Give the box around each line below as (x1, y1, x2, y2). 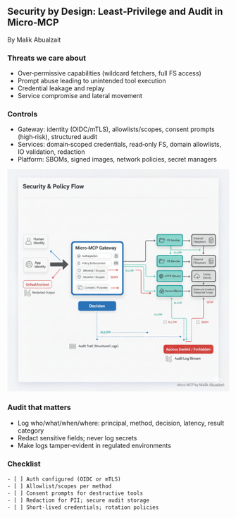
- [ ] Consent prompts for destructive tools (7, 490, 143, 497)
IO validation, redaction (17, 147, 85, 156)
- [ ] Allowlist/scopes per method (7, 483, 112, 490)
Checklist (7, 459, 41, 469)
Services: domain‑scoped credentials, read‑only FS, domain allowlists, (17, 140, 222, 149)
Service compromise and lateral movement (17, 92, 142, 100)
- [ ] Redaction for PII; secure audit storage (7, 497, 150, 504)
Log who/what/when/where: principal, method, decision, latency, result (17, 418, 225, 427)
